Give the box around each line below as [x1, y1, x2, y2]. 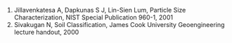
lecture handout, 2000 [13, 28, 79, 36]
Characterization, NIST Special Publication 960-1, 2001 [13, 13, 174, 21]
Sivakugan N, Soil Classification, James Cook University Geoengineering [13, 21, 225, 28]
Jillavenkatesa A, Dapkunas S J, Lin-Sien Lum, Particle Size [13, 6, 186, 14]
